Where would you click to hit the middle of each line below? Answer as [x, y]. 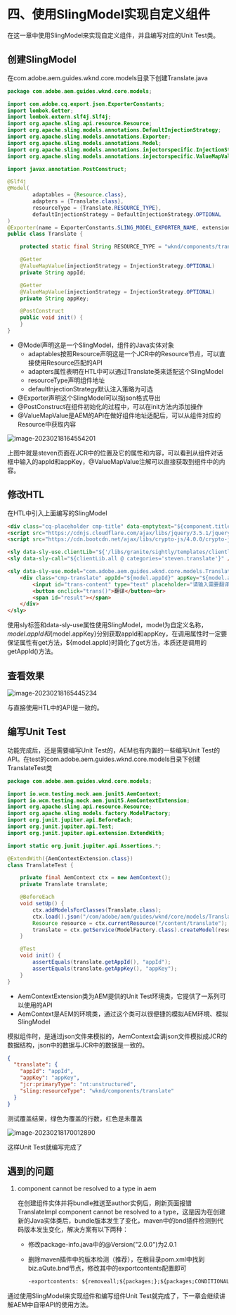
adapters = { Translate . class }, [78, 201]
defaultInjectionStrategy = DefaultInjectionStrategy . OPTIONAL [127, 214]
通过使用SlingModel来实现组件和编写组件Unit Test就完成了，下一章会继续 [113, 1296]
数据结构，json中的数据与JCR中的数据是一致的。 [78, 1045]
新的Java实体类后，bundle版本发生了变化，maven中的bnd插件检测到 [117, 1221]
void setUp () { [42, 904]
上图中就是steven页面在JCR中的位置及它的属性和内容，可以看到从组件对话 [115, 453]
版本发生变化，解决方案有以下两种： [76, 1230]
